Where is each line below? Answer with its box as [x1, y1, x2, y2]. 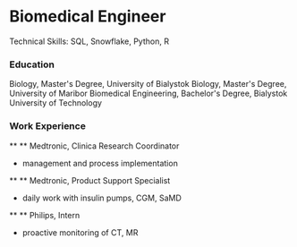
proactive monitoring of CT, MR [21, 226, 139, 238]
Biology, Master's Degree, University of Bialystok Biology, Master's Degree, [9, 79, 287, 89]
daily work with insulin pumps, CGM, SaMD [21, 192, 182, 203]
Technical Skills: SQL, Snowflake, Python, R [9, 36, 170, 47]
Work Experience [9, 120, 87, 132]
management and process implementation [21, 158, 179, 168]
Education [9, 58, 55, 71]
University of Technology [9, 98, 103, 108]
